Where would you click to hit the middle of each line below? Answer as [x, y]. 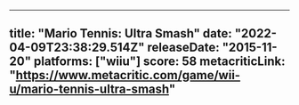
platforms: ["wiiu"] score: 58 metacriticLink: [159, 62]
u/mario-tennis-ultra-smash [89, 89]
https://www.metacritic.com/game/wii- [128, 75]
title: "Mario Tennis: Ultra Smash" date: [121, 33]
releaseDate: [183, 48]
